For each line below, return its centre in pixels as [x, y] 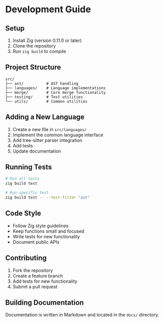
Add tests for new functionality [45, 281]
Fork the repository [33, 270]
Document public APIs [36, 242]
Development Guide [48, 9]
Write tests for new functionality [46, 236]
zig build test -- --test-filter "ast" [48, 197]
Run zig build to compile [39, 51]
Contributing [26, 258]
